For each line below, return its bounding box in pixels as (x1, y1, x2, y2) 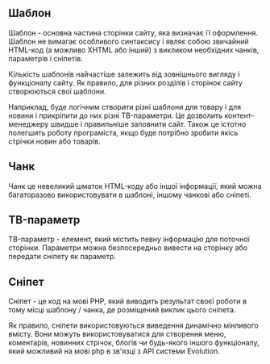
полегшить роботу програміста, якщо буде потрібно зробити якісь (8, 128, 239, 137)
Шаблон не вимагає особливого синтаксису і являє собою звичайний (8, 36, 249, 46)
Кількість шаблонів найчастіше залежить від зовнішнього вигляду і (8, 69, 240, 79)
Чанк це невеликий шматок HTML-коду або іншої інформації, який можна (8, 181, 262, 190)
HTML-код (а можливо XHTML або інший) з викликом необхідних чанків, (8, 44, 260, 55)
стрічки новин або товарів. (8, 136, 101, 146)
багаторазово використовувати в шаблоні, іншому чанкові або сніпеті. (8, 190, 252, 199)
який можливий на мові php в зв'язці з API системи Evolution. (8, 346, 220, 356)
